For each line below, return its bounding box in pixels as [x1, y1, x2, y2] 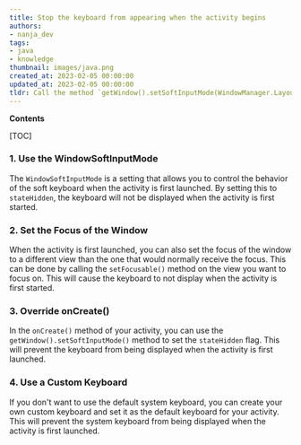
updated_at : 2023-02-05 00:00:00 [9, 80, 134, 89]
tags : [9, 38, 30, 48]
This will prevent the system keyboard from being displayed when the [9, 415, 266, 426]
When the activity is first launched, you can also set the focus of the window [9, 244, 292, 256]
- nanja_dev [9, 30, 54, 39]
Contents [9, 113, 45, 124]
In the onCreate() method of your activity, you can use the [9, 325, 224, 336]
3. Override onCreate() [9, 305, 110, 318]
